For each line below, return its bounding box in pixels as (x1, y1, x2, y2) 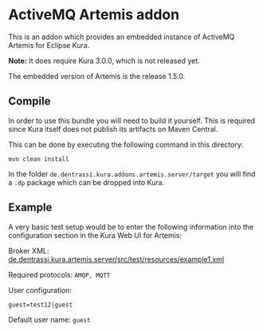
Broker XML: (8, 246, 49, 255)
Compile (8, 94, 51, 109)
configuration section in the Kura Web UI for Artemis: (8, 230, 182, 240)
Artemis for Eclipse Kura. (8, 40, 90, 49)
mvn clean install (8, 155, 69, 163)
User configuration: (8, 285, 73, 294)
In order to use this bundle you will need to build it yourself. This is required (8, 116, 256, 125)
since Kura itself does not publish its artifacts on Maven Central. (8, 124, 218, 133)
